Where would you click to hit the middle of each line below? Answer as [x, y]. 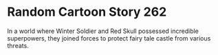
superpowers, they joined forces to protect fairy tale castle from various [109, 38]
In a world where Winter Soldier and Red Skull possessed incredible [103, 31]
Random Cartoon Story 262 [87, 12]
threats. [18, 45]
